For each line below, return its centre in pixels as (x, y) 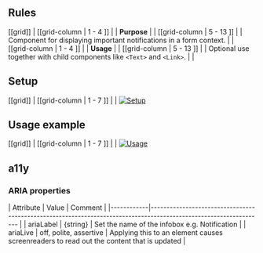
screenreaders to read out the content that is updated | (97, 241)
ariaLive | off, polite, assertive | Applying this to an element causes (116, 233)
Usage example (47, 125)
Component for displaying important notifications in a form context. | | (121, 40)
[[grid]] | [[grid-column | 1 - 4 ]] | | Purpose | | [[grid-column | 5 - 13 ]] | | (125, 31)
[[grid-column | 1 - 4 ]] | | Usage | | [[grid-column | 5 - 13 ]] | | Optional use (129, 48)
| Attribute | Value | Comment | (57, 208)
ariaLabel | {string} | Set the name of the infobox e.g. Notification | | (137, 224)
